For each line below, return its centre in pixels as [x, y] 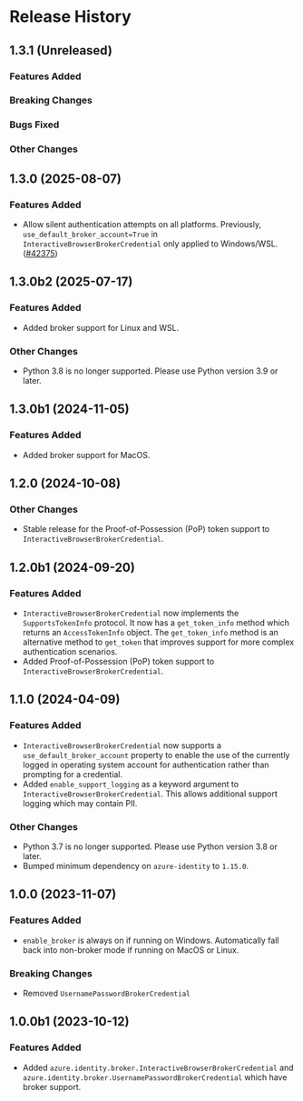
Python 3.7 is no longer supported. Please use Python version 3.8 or [150, 846]
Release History [70, 17]
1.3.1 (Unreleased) [61, 50]
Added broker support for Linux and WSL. [101, 327]
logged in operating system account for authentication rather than [146, 765]
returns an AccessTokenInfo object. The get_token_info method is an [151, 632]
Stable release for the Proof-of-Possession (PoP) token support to [146, 529]
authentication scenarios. [70, 651]
